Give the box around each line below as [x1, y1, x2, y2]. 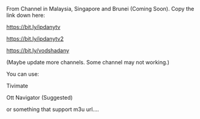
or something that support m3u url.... [6, 106, 99, 113]
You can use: [6, 70, 40, 78]
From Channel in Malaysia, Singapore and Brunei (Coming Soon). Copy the [6, 5, 194, 12]
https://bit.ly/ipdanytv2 [6, 35, 64, 42]
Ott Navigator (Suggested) [6, 94, 73, 101]
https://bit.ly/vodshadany [6, 47, 70, 54]
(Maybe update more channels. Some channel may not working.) [6, 59, 170, 66]
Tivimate [6, 82, 29, 89]
